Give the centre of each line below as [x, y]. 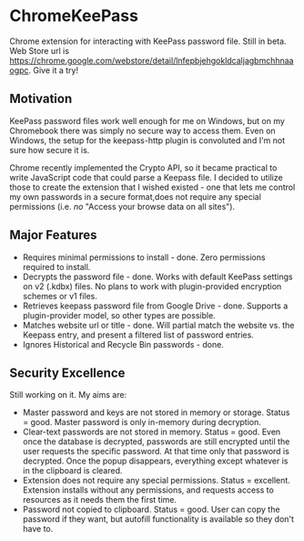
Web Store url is [40, 50]
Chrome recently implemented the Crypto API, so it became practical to [143, 167]
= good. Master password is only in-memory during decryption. [142, 422]
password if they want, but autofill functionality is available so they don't [158, 519]
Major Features [53, 235]
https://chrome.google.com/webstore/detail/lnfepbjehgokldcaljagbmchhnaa [152, 60]
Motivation [41, 99]
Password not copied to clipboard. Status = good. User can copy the [151, 510]
